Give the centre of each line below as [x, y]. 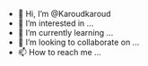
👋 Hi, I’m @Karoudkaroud [64, 14]
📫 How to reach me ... [59, 52]
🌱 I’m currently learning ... [65, 33]
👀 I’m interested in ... [56, 23]
